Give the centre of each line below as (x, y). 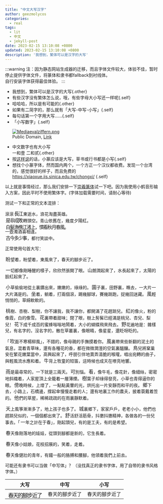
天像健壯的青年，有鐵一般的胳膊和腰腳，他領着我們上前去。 (70, 455)
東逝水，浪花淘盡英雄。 (47, 214)
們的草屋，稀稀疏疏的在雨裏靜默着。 (55, 398)
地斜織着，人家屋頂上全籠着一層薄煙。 (43, 379)
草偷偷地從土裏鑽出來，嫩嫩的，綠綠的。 (51, 288)
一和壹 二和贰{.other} (33, 153)
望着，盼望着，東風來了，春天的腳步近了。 (53, 260)
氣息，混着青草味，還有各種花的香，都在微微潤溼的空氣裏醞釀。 (69, 348)
